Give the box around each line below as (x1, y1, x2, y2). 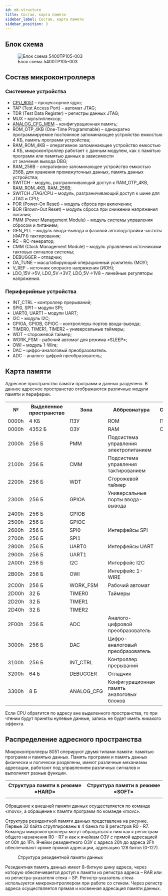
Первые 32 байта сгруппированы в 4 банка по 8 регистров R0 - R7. (5, 823, 149, 829)
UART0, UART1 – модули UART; (12, 310, 78, 316)
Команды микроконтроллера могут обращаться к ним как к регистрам (5, 828, 158, 834)
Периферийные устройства (5, 288, 76, 295)
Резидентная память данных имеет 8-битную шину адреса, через (5, 864, 147, 870)
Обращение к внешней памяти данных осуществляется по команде (5, 803, 151, 809)
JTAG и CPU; (12, 195, 40, 201)
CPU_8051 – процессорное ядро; (12, 99, 82, 105)
